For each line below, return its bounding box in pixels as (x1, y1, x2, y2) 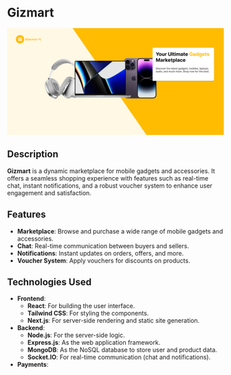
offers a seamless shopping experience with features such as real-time (7, 174, 208, 182)
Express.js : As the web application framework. (27, 338, 161, 347)
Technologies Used (7, 276, 91, 288)
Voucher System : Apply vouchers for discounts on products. (16, 256, 190, 265)
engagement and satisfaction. (7, 188, 91, 197)
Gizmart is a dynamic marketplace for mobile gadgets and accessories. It (7, 167, 215, 175)
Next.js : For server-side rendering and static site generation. (27, 316, 200, 325)
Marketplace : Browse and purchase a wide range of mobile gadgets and (16, 227, 223, 235)
